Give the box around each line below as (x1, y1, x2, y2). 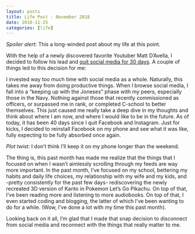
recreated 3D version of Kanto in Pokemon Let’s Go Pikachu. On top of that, (6, 185, 188, 193)
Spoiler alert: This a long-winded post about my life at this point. (6, 41, 161, 48)
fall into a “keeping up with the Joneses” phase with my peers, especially (6, 88, 182, 95)
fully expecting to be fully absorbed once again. (6, 132, 121, 139)
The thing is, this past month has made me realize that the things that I (6, 154, 175, 161)
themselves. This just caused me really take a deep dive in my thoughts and (6, 107, 189, 114)
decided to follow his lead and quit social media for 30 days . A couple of (6, 58, 180, 65)
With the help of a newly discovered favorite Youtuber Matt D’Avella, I (6, 52, 172, 59)
